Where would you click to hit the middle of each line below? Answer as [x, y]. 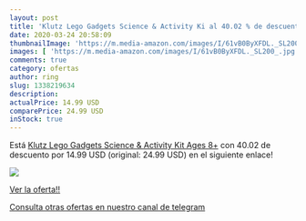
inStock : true [36, 119]
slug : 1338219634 [42, 85]
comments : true [38, 60]
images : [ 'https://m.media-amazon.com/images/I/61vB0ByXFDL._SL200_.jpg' [154, 52]
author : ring [34, 77]
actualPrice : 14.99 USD [55, 102]
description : [34, 94]
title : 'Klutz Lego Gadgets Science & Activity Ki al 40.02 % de [136, 26]
